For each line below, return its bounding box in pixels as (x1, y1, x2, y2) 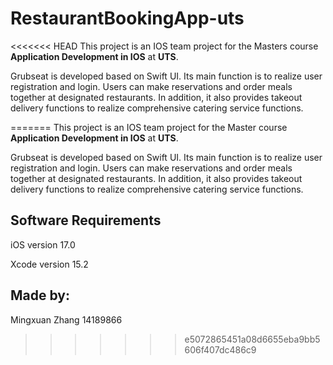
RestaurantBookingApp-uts (10, 7, 245, 30)
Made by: (10, 287, 70, 304)
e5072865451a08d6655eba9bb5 (184, 333, 321, 345)
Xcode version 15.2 (10, 258, 89, 270)
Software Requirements (10, 212, 162, 229)
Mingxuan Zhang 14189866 (10, 313, 123, 326)
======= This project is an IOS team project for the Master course (10, 121, 288, 133)
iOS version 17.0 (10, 238, 76, 251)
